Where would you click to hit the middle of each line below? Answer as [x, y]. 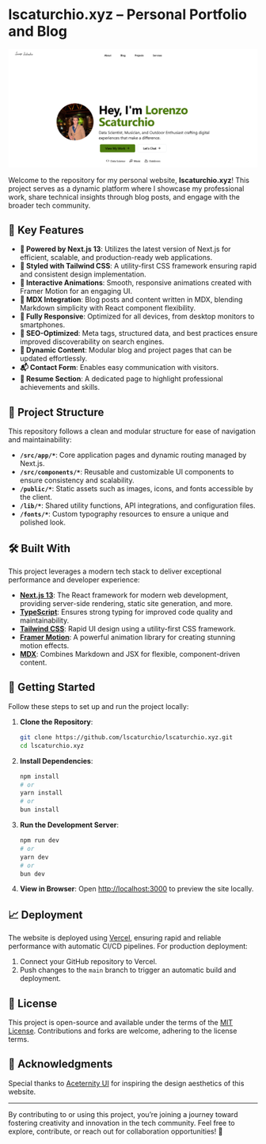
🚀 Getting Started [52, 687]
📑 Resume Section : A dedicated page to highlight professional [121, 379]
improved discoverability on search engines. [92, 341]
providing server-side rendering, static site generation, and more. [126, 604]
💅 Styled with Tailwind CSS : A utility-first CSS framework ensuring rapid [138, 266]
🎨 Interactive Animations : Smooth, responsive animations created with [135, 283]
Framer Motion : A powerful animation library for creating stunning [127, 637]
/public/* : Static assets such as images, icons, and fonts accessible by [136, 489]
